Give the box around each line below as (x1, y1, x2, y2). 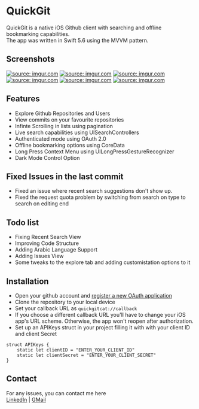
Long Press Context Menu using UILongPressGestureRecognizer (14, 148, 174, 155)
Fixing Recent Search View (14, 234, 82, 241)
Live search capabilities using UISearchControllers (14, 129, 139, 136)
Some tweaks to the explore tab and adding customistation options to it (14, 259, 191, 266)
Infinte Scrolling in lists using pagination (14, 122, 114, 129)
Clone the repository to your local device (14, 298, 115, 305)
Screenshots (6, 54, 55, 64)
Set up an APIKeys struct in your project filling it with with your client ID (14, 324, 190, 331)
